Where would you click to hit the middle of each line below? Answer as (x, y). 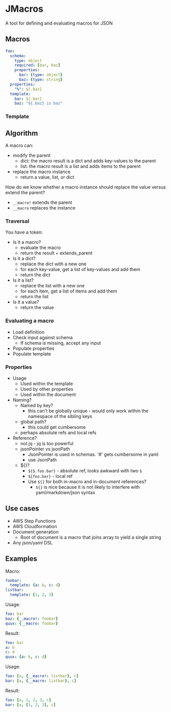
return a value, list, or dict (47, 177)
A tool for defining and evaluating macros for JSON (59, 23)
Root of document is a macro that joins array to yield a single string (91, 537)
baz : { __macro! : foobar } (32, 619)
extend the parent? (25, 192)
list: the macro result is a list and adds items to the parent (80, 166)
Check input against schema (43, 337)
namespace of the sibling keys (60, 416)
